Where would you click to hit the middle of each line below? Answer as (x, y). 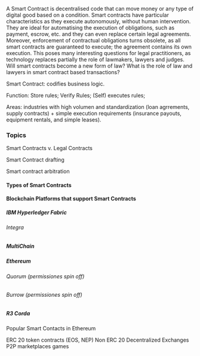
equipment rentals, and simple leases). (54, 120)
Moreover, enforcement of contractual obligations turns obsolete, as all (93, 40)
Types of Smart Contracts (39, 185)
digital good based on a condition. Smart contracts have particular (87, 15)
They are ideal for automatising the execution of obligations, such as (90, 28)
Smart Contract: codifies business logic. (56, 84)
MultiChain (20, 246)
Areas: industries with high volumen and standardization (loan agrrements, (98, 107)
